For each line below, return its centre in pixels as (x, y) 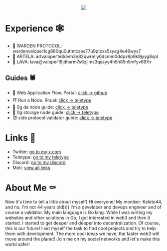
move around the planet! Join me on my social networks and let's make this (83, 239)
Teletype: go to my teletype (41, 157)
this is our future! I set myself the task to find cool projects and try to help (81, 228)
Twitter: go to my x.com (37, 151)
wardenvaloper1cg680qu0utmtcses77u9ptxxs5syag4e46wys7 (77, 51)
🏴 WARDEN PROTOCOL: (37, 45)
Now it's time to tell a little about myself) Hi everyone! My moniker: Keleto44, (84, 201)
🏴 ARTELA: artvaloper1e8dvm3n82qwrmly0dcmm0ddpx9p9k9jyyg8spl (85, 56)
